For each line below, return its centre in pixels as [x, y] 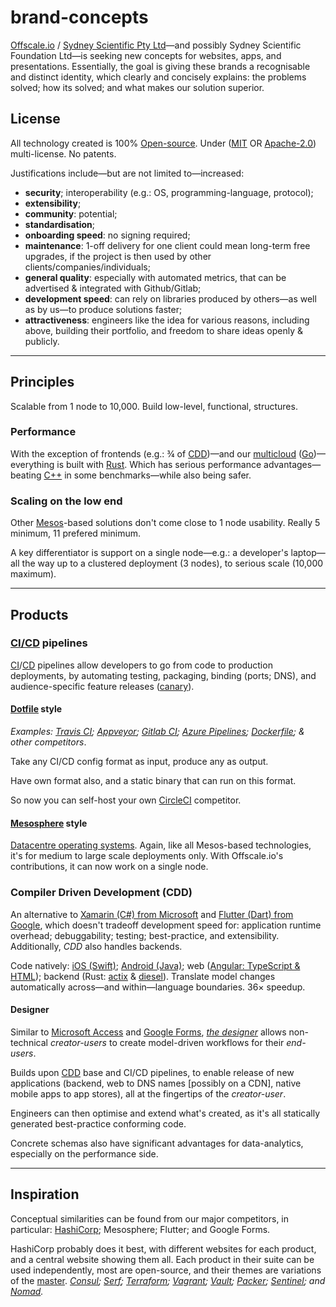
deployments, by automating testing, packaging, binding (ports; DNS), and [163, 675]
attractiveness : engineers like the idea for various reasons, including [167, 320]
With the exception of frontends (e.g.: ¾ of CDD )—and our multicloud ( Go [162, 453]
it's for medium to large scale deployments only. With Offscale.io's [147, 856]
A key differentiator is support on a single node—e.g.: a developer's [149, 553]
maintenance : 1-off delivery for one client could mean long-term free [167, 245]
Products [39, 614]
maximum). [33, 574]
